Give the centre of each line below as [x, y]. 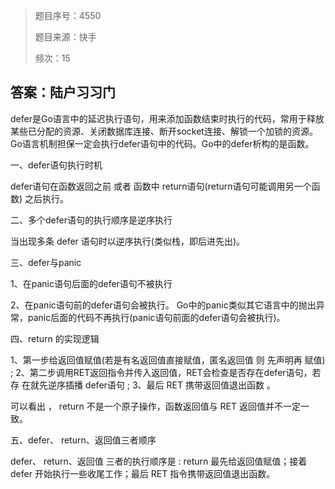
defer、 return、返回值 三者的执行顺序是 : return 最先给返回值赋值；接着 [159, 461]
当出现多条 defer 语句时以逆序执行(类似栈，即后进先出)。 [128, 241]
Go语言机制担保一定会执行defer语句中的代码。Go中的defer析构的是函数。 [162, 143]
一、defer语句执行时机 [56, 165]
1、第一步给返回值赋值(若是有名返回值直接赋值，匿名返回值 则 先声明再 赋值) [168, 360]
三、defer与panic [46, 262]
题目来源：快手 [65, 37]
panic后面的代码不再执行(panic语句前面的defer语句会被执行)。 [156, 317]
